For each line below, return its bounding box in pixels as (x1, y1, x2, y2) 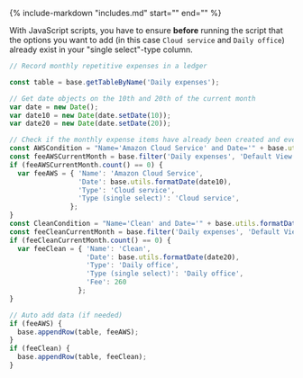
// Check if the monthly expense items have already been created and (9, 135, 280, 145)
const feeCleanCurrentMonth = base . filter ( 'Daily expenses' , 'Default (9, 227, 280, 237)
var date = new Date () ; (9, 103, 99, 112)
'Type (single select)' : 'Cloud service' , (78, 193, 241, 203)
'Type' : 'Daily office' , (86, 261, 179, 270)
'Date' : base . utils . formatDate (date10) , (78, 177, 232, 186)
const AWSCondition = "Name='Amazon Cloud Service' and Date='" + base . (9, 144, 289, 153)
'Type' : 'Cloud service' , (78, 185, 176, 194)
